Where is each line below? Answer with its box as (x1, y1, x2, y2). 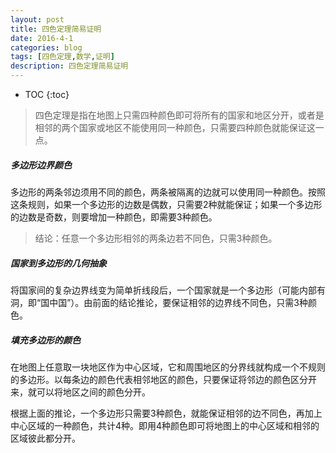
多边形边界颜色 (10, 159, 72, 171)
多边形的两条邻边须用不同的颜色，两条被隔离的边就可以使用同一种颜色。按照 (10, 186, 326, 198)
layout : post (10, 14, 65, 25)
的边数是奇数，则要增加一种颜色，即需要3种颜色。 (10, 211, 218, 223)
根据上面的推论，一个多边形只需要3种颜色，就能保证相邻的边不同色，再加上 (10, 407, 323, 419)
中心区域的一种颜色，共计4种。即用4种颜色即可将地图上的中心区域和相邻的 (10, 419, 320, 431)
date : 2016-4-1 (10, 33, 74, 43)
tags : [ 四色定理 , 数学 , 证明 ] (10, 52, 115, 62)
